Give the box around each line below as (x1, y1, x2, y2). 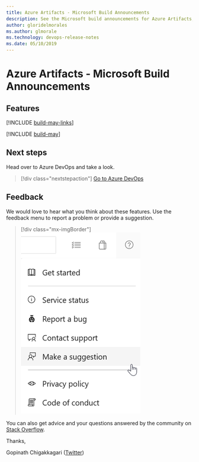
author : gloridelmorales (6, 22, 68, 28)
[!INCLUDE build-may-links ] (6, 119, 74, 126)
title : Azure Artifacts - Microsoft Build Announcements (6, 9, 150, 15)
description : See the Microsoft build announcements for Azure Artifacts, (6, 15, 195, 22)
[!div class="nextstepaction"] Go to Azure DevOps (20, 175, 144, 182)
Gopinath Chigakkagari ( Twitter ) (6, 448, 85, 456)
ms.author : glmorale (6, 28, 57, 34)
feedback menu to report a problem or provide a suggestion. (6, 214, 154, 221)
